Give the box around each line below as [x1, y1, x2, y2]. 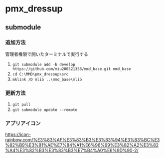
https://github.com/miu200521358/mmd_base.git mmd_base [12, 66, 131, 71]
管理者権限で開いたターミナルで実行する [5, 51, 88, 57]
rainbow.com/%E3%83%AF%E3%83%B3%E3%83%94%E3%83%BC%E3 [5, 137, 160, 143]
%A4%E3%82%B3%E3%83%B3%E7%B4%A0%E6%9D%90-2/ [5, 147, 139, 153]
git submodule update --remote [12, 107, 78, 112]
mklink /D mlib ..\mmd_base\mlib [12, 77, 82, 82]
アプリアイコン [5, 120, 41, 127]
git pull [12, 102, 31, 107]
